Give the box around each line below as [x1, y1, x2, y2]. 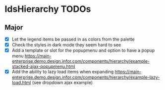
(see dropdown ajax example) [32, 80, 93, 86]
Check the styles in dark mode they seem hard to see [11, 42, 121, 48]
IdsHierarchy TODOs [4, 3, 91, 15]
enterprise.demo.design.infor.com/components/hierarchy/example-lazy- [11, 74, 160, 80]
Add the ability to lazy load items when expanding [11, 69, 114, 75]
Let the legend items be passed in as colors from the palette [11, 36, 135, 42]
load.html [11, 80, 31, 86]
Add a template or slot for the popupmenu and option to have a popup [11, 47, 155, 53]
